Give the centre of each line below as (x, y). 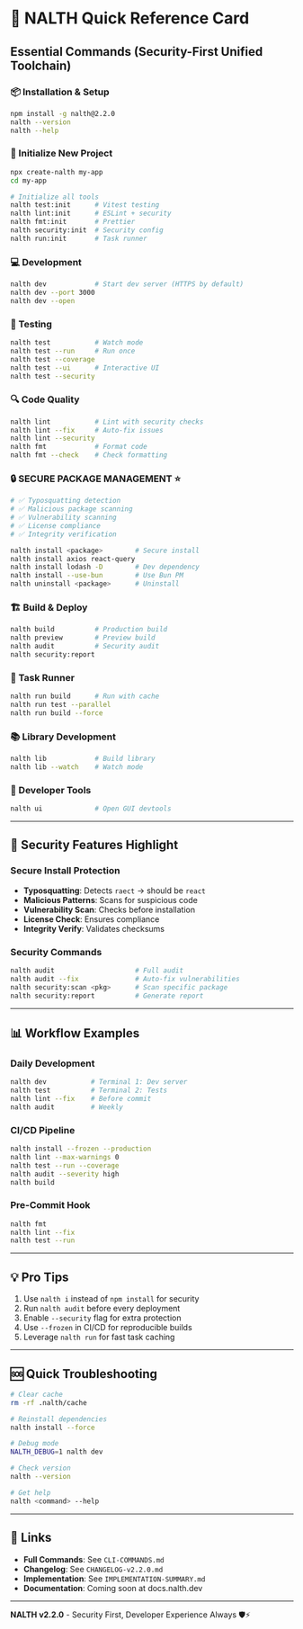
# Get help (31, 1492)
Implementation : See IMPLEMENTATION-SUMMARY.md (114, 1579)
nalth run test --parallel (61, 705)
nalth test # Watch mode (77, 343)
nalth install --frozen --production (81, 1149)
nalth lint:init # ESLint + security (91, 214)
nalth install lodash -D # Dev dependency (105, 567)
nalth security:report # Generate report (107, 996)
